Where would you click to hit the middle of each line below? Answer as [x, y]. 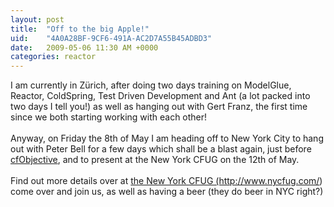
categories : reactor [53, 57]
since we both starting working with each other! [109, 117]
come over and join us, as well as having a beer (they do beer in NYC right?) [167, 192]
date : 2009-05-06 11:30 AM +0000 [84, 47]
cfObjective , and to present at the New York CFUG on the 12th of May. [155, 160]
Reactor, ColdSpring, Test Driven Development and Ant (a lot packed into [160, 96]
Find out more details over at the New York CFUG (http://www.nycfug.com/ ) [166, 181]
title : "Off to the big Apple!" [80, 29]
